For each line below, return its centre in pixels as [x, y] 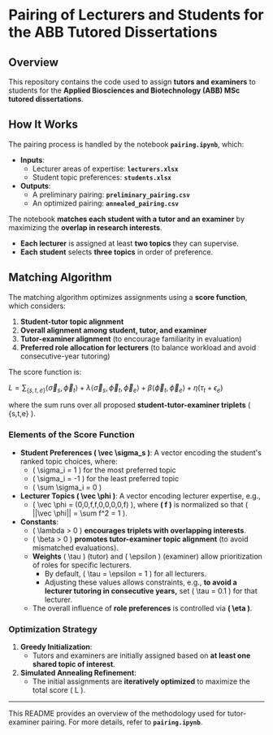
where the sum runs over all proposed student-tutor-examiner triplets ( [130, 405]
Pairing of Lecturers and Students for [136, 15]
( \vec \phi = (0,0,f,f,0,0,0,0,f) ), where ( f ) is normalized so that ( [140, 504]
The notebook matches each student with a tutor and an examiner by [127, 219]
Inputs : [32, 159]
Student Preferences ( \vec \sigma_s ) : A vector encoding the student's [141, 452]
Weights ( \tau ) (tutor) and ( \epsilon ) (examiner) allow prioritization [147, 556]
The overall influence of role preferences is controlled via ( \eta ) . [142, 608]
